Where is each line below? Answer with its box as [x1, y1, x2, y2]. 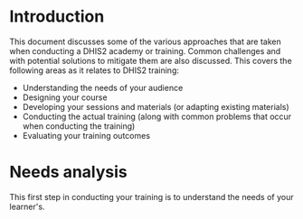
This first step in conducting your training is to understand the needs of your [9, 191, 294, 202]
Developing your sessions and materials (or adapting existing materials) [22, 101, 289, 112]
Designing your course [22, 92, 108, 103]
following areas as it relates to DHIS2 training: [9, 65, 179, 76]
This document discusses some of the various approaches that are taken [9, 36, 282, 47]
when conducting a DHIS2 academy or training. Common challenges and [9, 45, 281, 56]
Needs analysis [9, 162, 128, 182]
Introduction [9, 6, 105, 27]
